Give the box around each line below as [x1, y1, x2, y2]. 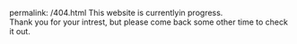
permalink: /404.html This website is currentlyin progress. [9, 8, 223, 18]
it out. [9, 26, 31, 36]
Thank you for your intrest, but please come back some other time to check [9, 17, 289, 27]
